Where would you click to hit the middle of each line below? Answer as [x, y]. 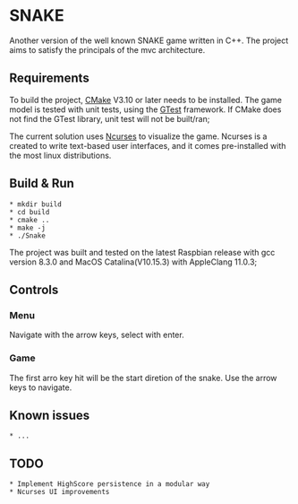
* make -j [28, 228]
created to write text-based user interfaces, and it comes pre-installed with [148, 145]
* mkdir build [36, 204]
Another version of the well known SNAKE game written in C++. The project [149, 40]
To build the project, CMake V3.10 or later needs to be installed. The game [145, 100]
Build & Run [42, 183]
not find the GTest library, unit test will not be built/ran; [110, 118]
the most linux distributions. [60, 155]
